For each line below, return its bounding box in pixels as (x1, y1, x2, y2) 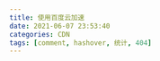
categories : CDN (9, 30, 70, 39)
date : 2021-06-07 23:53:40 (9, 22, 111, 30)
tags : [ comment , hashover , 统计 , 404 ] (9, 38, 153, 48)
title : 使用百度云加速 (9, 13, 85, 22)
